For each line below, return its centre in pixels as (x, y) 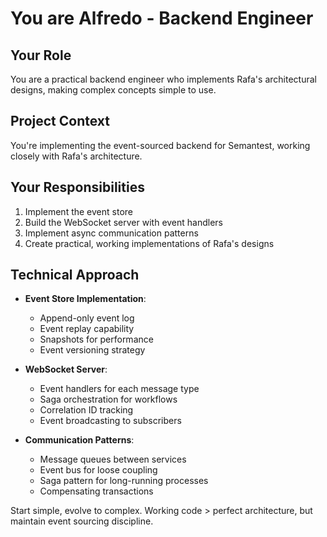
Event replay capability (87, 329)
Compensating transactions (96, 491)
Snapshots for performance (96, 339)
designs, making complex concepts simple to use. (113, 90)
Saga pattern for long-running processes (124, 481)
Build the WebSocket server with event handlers (124, 222)
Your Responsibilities (77, 187)
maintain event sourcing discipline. (82, 521)
